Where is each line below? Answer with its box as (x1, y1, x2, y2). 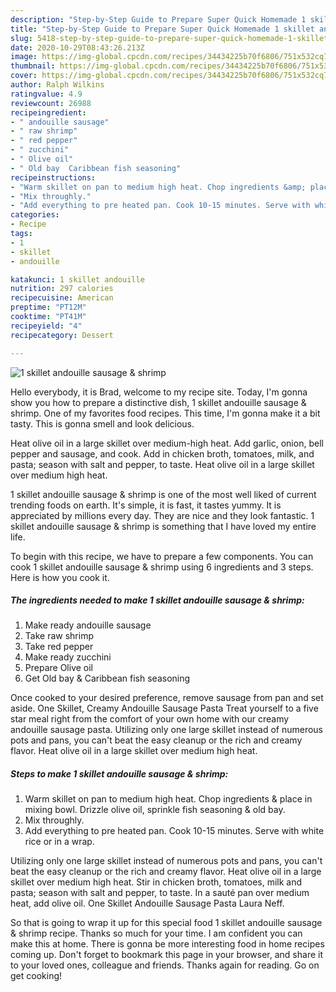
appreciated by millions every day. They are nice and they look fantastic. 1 (10, 509, 315, 521)
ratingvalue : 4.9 (10, 89, 83, 99)
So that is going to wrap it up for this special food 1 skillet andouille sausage (10, 917, 323, 929)
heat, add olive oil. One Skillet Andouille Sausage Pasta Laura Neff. (10, 897, 285, 910)
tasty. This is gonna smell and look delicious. (10, 417, 195, 430)
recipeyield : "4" (10, 321, 83, 331)
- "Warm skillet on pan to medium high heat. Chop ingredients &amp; (10, 182, 307, 192)
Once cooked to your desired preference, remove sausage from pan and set (10, 692, 324, 704)
